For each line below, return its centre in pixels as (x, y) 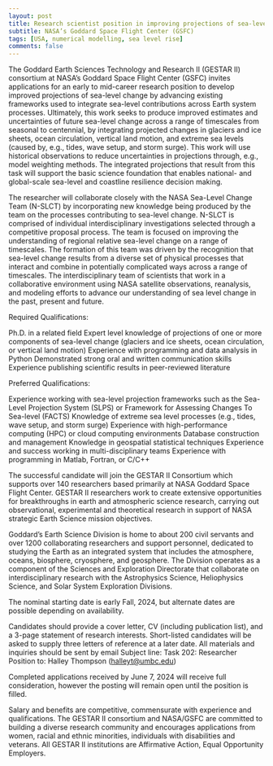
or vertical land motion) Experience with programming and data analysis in (133, 350)
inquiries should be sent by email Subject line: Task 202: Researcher (123, 653)
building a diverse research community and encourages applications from (132, 727)
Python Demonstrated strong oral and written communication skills (120, 359)
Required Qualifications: (49, 317)
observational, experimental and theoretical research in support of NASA (130, 510)
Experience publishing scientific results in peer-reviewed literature (119, 368)
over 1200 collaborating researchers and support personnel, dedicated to (131, 543)
